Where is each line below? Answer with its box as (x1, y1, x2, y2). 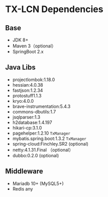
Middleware (5, 167, 44, 176)
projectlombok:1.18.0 (12, 77, 55, 83)
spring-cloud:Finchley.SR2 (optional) (12, 141, 89, 147)
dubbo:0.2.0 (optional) (12, 152, 59, 158)
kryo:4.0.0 (12, 98, 34, 104)
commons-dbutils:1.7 (12, 108, 56, 114)
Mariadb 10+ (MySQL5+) (12, 180, 64, 186)
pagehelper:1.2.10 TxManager (12, 130, 70, 136)
